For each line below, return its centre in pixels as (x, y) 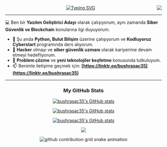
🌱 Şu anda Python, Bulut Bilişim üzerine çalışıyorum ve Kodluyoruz (82, 39)
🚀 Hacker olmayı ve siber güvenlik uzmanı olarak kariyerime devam (82, 50)
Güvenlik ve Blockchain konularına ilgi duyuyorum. (58, 30)
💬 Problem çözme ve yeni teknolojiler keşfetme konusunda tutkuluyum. (86, 60)
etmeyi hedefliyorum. (34, 55)
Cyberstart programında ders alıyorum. (53, 44)
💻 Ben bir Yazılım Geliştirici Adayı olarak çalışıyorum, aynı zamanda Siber (82, 22)
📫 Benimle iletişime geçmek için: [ (48, 66)
